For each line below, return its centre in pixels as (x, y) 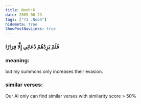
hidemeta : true (21, 24)
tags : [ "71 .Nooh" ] (26, 19)
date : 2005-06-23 (24, 15)
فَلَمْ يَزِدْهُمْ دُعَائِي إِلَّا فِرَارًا (32, 47)
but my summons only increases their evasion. (54, 71)
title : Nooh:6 (20, 10)
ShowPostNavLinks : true (31, 29)
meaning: (17, 60)
